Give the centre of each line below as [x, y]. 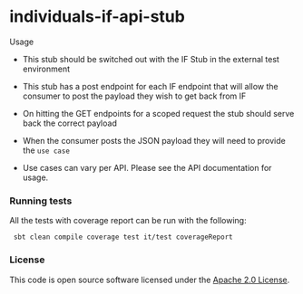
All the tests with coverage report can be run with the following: [128, 221]
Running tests [41, 201]
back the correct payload [70, 123]
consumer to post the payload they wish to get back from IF [134, 96]
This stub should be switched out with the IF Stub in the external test [151, 59]
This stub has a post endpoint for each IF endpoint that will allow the [150, 86]
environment [46, 69]
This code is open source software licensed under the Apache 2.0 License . [150, 280]
